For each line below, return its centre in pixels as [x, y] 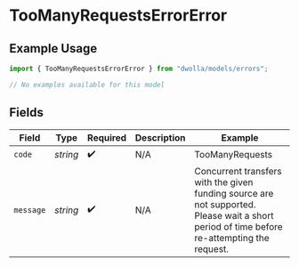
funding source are [234, 193]
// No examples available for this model [87, 85]
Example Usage [53, 49]
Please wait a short [234, 215]
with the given [224, 182]
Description [160, 137]
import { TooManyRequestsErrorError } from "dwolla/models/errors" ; [139, 69]
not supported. [225, 204]
